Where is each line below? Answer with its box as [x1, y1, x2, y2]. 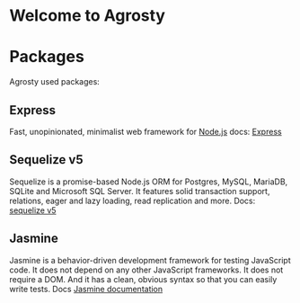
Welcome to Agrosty [9, 5, 166, 26]
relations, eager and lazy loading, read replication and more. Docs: [9, 195, 256, 206]
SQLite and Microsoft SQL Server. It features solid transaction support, [9, 185, 270, 196]
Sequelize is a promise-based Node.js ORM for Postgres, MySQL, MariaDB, [9, 176, 288, 187]
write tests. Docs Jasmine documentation [9, 283, 163, 294]
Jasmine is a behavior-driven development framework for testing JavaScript [9, 254, 291, 265]
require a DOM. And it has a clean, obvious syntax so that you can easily [9, 273, 278, 284]
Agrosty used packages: [9, 76, 101, 87]
